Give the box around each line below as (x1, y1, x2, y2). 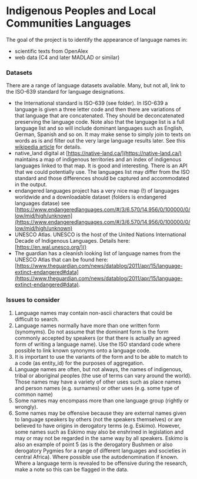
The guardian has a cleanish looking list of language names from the (14, 250, 181, 257)
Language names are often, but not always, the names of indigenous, (14, 365, 183, 372)
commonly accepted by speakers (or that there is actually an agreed (14, 334, 181, 341)
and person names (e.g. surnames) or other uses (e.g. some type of (14, 384, 179, 391)
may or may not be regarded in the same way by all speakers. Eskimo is (14, 434, 188, 441)
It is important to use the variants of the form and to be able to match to (14, 353, 188, 360)
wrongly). (14, 403, 38, 410)
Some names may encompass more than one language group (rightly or (14, 397, 189, 404)
